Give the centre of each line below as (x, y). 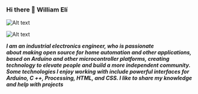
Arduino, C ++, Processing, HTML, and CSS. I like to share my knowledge (99, 78)
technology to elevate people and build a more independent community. (98, 65)
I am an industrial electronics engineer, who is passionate (80, 46)
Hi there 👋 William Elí (37, 10)
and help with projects (35, 84)
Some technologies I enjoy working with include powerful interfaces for (98, 72)
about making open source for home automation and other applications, (99, 52)
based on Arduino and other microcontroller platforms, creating (88, 59)
